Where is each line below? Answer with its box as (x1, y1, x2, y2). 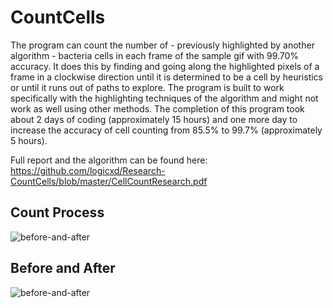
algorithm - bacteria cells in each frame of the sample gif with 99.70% (10, 49, 300, 61)
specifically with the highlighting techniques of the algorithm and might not (10, 92, 319, 104)
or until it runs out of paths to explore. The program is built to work (10, 81, 285, 93)
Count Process (10, 204, 105, 221)
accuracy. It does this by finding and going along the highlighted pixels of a (10, 60, 320, 72)
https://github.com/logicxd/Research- (10, 164, 166, 176)
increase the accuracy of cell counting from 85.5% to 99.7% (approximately (10, 124, 323, 136)
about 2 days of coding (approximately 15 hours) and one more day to (10, 113, 298, 125)
